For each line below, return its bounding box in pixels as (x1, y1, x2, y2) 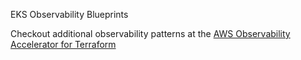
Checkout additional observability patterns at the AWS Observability (10, 28, 291, 39)
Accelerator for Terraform (10, 39, 117, 50)
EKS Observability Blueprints (10, 9, 129, 20)
